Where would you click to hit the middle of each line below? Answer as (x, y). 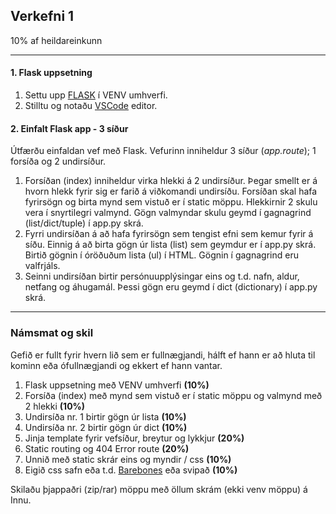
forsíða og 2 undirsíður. (58, 161)
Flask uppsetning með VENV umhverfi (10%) (117, 385)
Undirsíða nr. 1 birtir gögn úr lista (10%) (105, 416)
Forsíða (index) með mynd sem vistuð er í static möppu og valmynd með (173, 395)
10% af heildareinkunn (56, 40)
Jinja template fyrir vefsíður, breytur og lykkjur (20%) (134, 438)
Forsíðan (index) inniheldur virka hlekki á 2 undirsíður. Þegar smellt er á (171, 181)
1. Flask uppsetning (51, 73)
